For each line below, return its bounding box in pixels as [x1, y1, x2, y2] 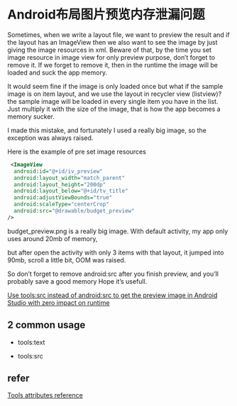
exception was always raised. [7, 133, 94, 142]
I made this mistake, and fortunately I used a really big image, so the [7, 126, 207, 134]
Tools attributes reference [7, 391, 83, 400]
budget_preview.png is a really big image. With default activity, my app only [7, 227, 228, 235]
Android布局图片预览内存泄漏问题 [7, 6, 206, 23]
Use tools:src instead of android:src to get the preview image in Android [7, 291, 218, 299]
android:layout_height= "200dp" [13, 181, 106, 188]
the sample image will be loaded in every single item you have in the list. [7, 97, 219, 105]
